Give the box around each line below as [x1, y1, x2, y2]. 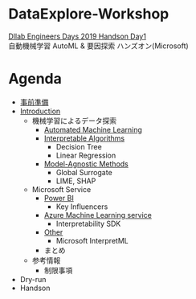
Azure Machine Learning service [43, 210, 153, 219]
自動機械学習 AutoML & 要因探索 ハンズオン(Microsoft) [8, 41, 189, 51]
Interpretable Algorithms [43, 133, 125, 143]
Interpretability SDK [55, 219, 121, 228]
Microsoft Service [31, 184, 92, 194]
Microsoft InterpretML [55, 236, 129, 245]
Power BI [43, 193, 74, 203]
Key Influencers [55, 202, 108, 211]
